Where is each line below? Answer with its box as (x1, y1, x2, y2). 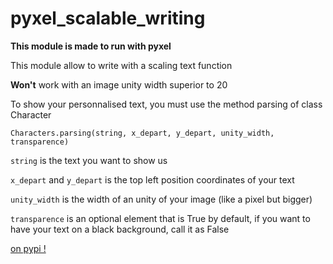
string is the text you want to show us (10, 154, 168, 166)
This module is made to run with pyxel (10, 40, 172, 52)
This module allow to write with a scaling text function (10, 59, 233, 71)
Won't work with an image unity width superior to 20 (10, 78, 228, 91)
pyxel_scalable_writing (10, 7, 206, 30)
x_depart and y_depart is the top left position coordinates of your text (10, 173, 295, 186)
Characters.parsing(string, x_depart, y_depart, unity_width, (10, 128, 275, 138)
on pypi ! (10, 242, 47, 254)
